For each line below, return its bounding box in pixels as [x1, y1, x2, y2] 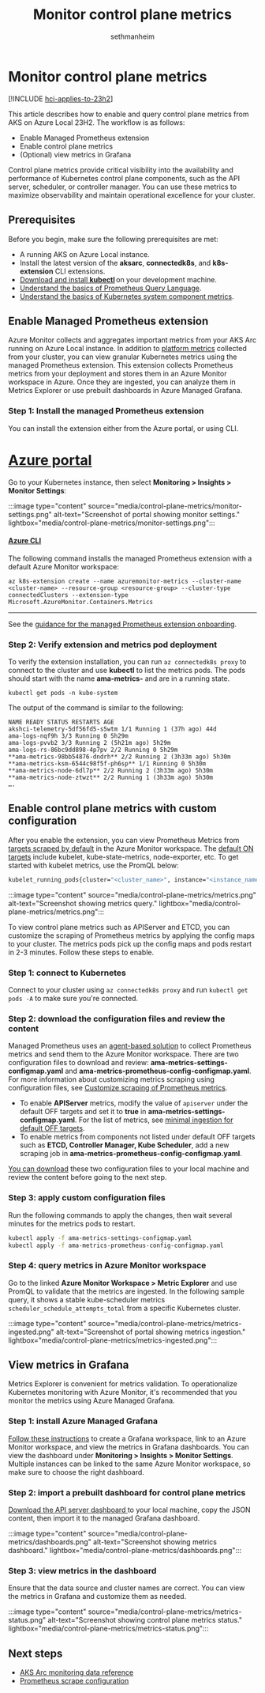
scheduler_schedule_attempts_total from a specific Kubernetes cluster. [8, 1303, 241, 1313]
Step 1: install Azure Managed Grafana [8, 1415, 158, 1427]
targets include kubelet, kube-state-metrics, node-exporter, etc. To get [8, 852, 239, 861]
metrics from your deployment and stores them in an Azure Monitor [8, 369, 227, 379]
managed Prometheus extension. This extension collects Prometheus [8, 361, 233, 370]
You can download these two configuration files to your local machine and [8, 1164, 250, 1173]
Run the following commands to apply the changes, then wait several [8, 1210, 233, 1219]
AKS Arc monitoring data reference [19, 1668, 134, 1677]
